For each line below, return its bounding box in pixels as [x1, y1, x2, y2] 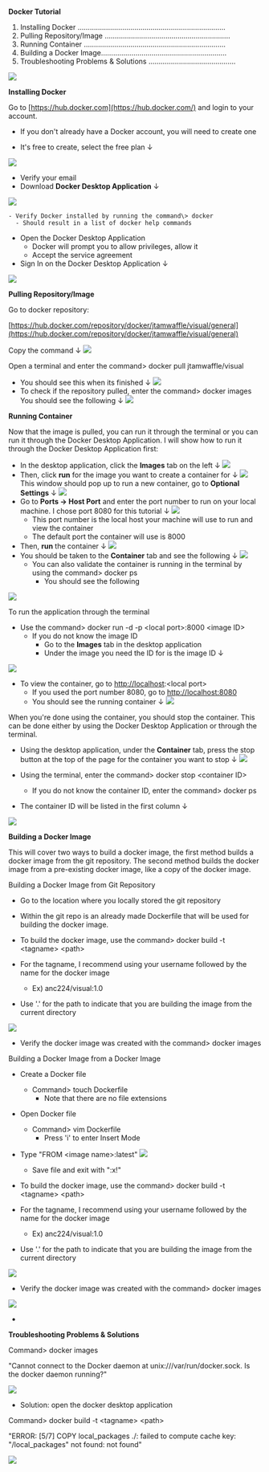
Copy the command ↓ [8, 345, 82, 355]
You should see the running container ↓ [31, 697, 165, 706]
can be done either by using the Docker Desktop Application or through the [8, 721, 257, 730]
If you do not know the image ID [31, 631, 138, 641]
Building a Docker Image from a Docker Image [8, 1054, 161, 1063]
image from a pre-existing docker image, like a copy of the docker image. [8, 865, 251, 874]
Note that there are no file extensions [43, 1094, 167, 1103]
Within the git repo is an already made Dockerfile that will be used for [19, 911, 250, 920]
